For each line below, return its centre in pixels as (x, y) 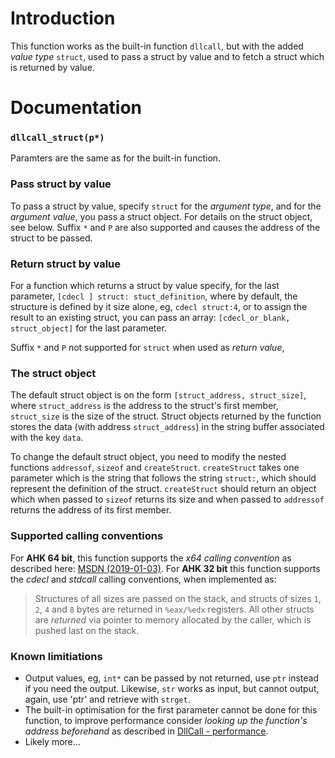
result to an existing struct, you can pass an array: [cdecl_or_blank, (150, 318)
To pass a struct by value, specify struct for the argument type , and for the (166, 206)
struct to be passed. (51, 238)
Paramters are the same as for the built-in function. (116, 158)
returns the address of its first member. (91, 510)
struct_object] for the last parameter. (88, 328)
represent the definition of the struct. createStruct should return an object (163, 489)
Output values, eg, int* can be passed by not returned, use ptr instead (172, 678)
